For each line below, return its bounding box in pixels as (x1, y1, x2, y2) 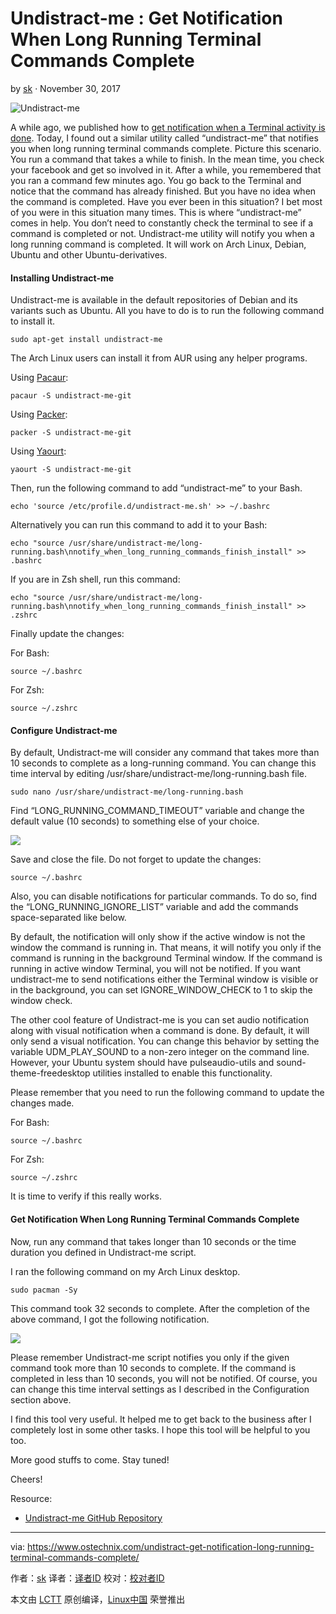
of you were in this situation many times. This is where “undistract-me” (10, 206, 302, 218)
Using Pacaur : (10, 372, 69, 384)
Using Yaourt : (10, 445, 67, 457)
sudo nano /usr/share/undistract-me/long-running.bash (10, 787, 244, 797)
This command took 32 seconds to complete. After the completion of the (10, 1302, 310, 1314)
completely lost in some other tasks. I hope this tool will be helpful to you (10, 1423, 311, 1436)
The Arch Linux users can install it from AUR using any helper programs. (10, 352, 308, 364)
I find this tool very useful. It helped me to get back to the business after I (10, 1413, 312, 1425)
